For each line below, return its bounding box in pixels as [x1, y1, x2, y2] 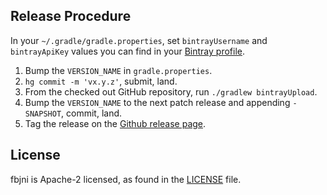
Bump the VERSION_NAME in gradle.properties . [24, 64, 213, 76]
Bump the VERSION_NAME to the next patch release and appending [24, 96, 291, 108]
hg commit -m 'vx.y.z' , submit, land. [24, 75, 178, 87]
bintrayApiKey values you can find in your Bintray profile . [10, 45, 245, 57]
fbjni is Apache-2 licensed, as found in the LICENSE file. [10, 173, 242, 185]
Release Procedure [10, 8, 132, 25]
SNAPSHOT [24, 109, 62, 119]
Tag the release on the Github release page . [24, 117, 207, 129]
